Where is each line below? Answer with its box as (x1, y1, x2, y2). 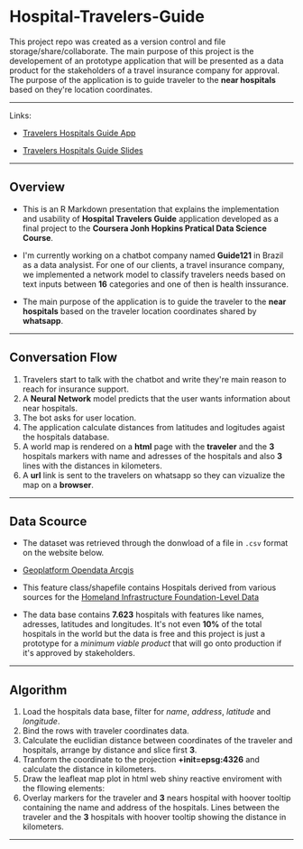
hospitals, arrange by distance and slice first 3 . (22, 744, 197, 755)
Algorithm (9, 682, 68, 697)
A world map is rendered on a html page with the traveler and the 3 (22, 440, 275, 452)
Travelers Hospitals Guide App (22, 127, 136, 138)
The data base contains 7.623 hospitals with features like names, (22, 609, 264, 620)
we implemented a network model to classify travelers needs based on (22, 269, 286, 280)
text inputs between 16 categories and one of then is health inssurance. (22, 278, 289, 290)
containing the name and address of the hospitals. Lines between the (22, 802, 280, 813)
